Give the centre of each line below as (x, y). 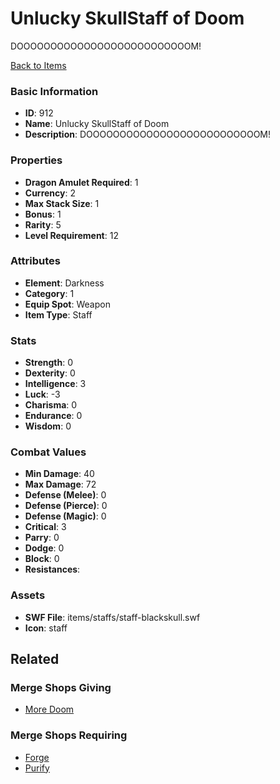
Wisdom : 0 (48, 426)
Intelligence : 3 (55, 384)
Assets (28, 595)
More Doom (49, 709)
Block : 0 (42, 559)
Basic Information (54, 91)
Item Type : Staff (58, 314)
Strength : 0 (49, 363)
